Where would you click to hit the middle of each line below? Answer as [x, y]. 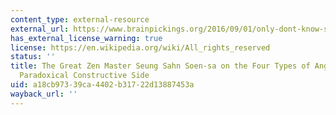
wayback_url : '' [44, 94]
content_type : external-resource [80, 19]
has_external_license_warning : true [86, 38]
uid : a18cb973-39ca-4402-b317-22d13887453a [102, 85]
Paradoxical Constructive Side [84, 76]
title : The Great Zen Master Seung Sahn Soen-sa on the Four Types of [160, 66]
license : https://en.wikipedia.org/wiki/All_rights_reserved [140, 47]
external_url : [40, 29]
